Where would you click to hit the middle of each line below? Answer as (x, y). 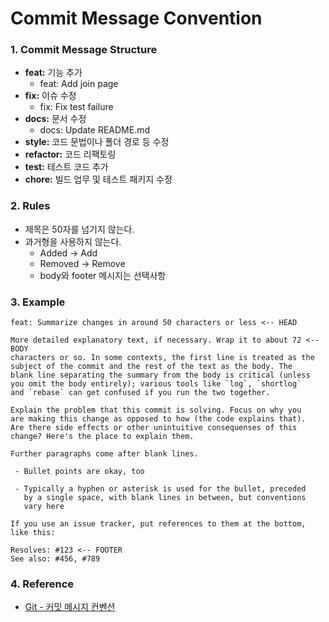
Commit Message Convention (136, 18)
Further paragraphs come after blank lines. (104, 454)
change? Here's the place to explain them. (102, 437)
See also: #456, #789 (55, 559)
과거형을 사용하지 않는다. (73, 241)
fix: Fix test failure (76, 107)
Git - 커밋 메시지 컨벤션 (70, 607)
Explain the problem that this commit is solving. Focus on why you (156, 410)
